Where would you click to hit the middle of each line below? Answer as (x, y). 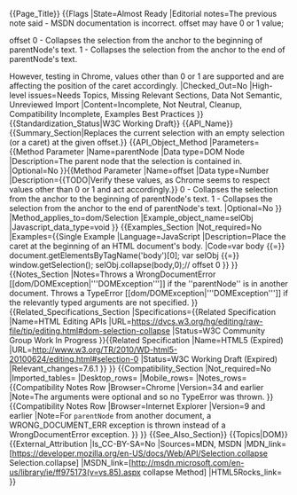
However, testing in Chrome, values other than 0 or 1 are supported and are (147, 76)
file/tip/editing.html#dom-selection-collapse (90, 331)
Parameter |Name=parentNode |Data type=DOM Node (145, 152)
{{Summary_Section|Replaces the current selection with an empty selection (147, 133)
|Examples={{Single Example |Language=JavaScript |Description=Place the (148, 236)
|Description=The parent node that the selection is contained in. (126, 161)
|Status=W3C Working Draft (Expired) (209, 359)
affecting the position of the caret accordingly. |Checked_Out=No (129, 86)
